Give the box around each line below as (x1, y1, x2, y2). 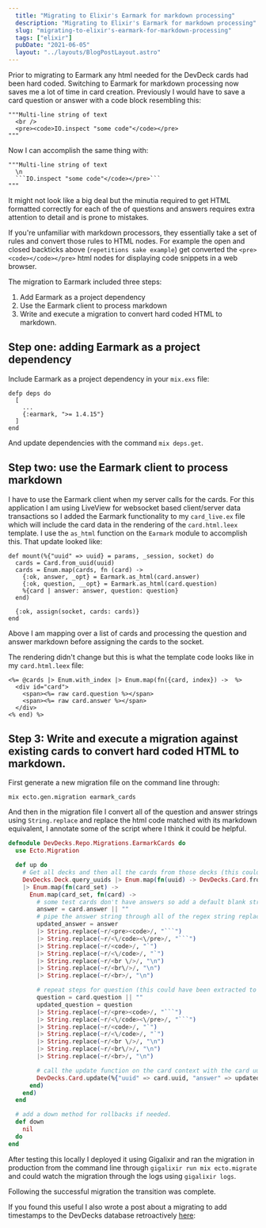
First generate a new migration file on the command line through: (8, 778, 220, 788)
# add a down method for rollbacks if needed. (15, 1111, 172, 1119)
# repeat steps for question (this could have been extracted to (36, 986, 257, 994)
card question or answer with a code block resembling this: (8, 96, 202, 105)
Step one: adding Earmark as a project (8, 340, 200, 354)
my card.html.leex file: (8, 660, 85, 670)
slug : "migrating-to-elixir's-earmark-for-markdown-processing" (15, 26, 232, 34)
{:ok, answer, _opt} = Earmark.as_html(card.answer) (22, 573, 200, 581)
